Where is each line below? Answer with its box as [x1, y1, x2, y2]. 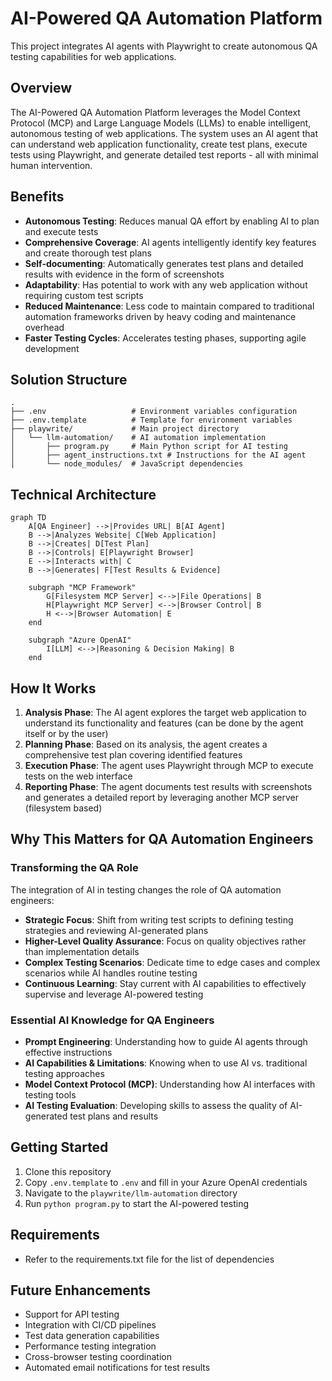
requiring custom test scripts [24, 289, 144, 301]
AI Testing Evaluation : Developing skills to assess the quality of [24, 1099, 288, 1111]
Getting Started [10, 1139, 109, 1156]
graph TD [10, 513, 47, 523]
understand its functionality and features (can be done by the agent [24, 717, 304, 729]
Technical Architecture [10, 486, 157, 503]
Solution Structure [10, 371, 128, 388]
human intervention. [10, 159, 93, 171]
